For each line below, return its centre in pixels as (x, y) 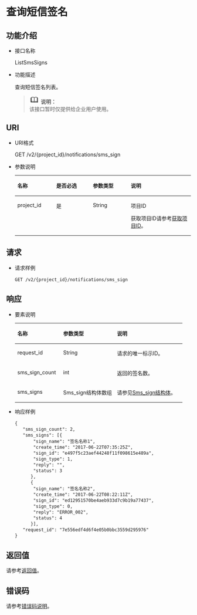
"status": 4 (48, 518)
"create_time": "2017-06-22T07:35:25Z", (83, 447)
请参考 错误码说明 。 (29, 606)
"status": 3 (48, 471)
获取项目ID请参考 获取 (157, 218)
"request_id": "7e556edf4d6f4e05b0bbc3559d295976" (86, 530)
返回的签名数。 (135, 373)
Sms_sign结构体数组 (88, 392)
